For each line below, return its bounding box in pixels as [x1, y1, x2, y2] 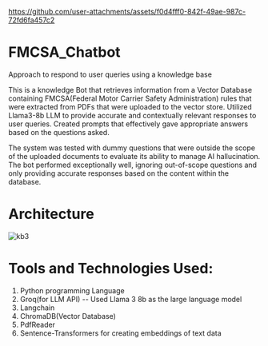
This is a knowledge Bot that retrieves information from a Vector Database [8, 85, 253, 94]
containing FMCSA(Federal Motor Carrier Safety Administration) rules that [8, 93, 252, 103]
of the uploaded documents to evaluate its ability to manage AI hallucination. [8, 151, 261, 161]
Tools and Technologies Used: [8, 260, 214, 278]
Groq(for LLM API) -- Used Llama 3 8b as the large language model [19, 294, 242, 304]
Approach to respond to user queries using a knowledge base [8, 70, 212, 79]
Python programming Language [19, 285, 126, 295]
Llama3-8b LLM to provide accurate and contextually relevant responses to [8, 110, 257, 120]
